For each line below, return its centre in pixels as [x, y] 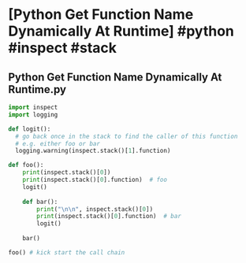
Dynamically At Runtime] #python [121, 31]
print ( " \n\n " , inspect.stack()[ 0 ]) [95, 209]
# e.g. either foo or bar [58, 143]
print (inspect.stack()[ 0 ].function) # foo [95, 180]
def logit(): [30, 129]
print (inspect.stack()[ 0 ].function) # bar [109, 217]
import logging [33, 115]
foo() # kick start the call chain [67, 252]
